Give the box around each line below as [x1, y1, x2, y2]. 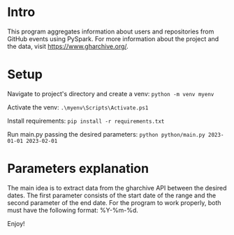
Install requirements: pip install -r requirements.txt [7, 116, 165, 125]
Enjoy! [7, 219, 26, 227]
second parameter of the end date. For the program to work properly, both [7, 198, 221, 206]
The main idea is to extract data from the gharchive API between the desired [7, 183, 227, 192]
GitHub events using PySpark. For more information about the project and [7, 34, 219, 43]
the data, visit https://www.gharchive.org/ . [7, 42, 129, 50]
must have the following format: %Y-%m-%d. [7, 206, 138, 214]
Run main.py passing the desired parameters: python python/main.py [7, 130, 205, 138]
